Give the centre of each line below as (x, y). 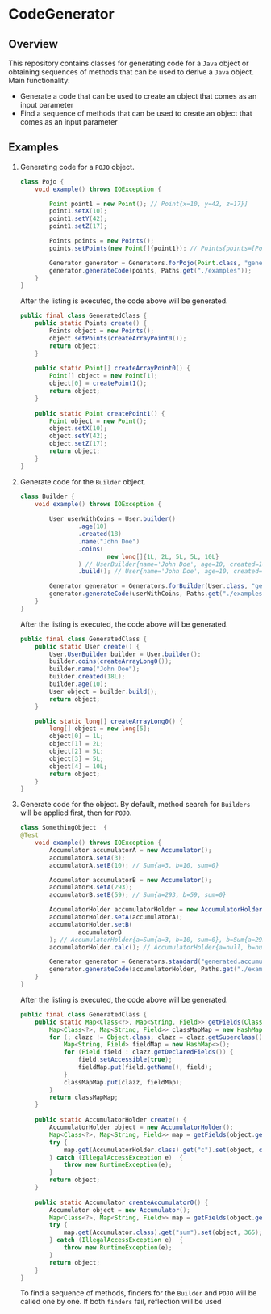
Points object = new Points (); (102, 331)
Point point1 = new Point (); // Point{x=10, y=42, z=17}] (149, 204)
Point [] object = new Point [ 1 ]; (104, 376)
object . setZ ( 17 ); (78, 444)
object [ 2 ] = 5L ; (77, 752)
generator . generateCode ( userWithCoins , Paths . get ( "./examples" (158, 594)
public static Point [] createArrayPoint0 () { (113, 369)
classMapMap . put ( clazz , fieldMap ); (123, 1082)
